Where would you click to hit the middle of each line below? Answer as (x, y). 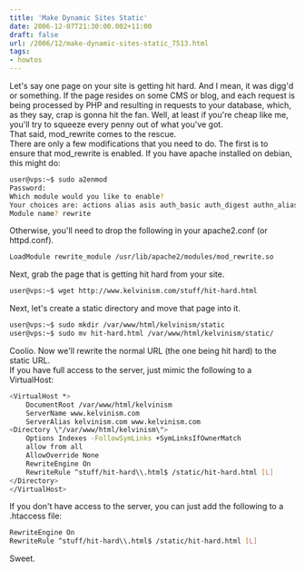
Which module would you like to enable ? (87, 196)
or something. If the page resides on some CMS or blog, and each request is (152, 95)
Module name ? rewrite (50, 213)
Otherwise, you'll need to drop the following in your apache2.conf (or (138, 231)
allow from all (54, 447)
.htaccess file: (35, 516)
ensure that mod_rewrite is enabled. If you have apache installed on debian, (151, 153)
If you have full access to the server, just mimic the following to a (131, 369)
